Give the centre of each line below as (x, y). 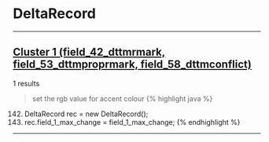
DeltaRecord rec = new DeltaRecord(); (86, 114)
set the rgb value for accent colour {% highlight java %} (122, 98)
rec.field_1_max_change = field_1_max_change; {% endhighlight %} (132, 122)
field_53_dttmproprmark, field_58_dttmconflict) (133, 65)
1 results (26, 83)
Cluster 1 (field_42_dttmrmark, (89, 52)
